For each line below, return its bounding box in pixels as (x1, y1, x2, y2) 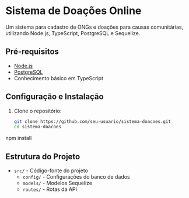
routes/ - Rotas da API (22, 186, 77, 193)
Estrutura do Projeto (5, 151, 80, 162)
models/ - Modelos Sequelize (22, 180, 93, 187)
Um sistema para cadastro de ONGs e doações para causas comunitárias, (5, 23, 184, 30)
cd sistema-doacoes (13, 124, 62, 130)
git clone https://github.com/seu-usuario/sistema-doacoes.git (13, 118, 171, 124)
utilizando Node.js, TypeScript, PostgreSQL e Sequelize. (5, 29, 141, 36)
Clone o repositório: (13, 107, 62, 114)
